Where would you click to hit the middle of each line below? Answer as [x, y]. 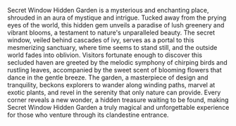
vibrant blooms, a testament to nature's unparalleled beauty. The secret [111, 32]
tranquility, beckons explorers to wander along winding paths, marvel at [111, 85]
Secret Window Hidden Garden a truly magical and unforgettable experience [118, 107]
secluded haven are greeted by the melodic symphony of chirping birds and [117, 62]
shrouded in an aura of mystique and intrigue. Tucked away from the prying [117, 18]
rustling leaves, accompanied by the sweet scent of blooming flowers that [114, 70]
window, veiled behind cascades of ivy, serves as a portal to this [101, 40]
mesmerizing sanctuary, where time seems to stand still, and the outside [112, 48]
